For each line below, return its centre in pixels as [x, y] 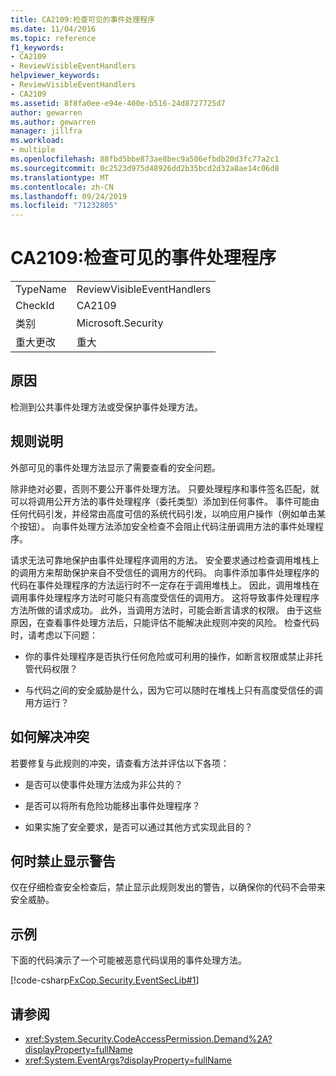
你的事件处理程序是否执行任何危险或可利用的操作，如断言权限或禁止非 [169, 656]
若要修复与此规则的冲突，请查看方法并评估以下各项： [120, 763]
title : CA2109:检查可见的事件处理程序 [83, 19]
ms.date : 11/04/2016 [53, 29]
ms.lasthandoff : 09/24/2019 [69, 196]
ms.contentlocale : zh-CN [62, 187]
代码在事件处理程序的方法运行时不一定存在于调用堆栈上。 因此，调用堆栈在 [165, 585]
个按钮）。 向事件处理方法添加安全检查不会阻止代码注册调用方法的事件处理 [162, 526]
